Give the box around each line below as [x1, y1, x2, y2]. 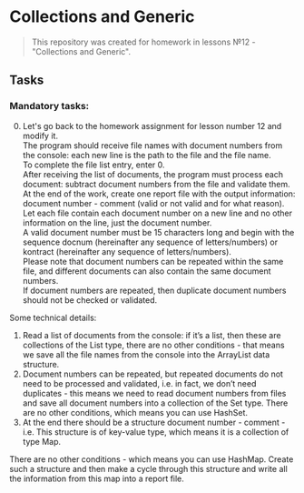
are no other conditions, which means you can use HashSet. [22, 407, 248, 418]
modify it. [22, 130, 59, 141]
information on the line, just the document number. [22, 216, 212, 228]
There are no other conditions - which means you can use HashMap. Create [9, 453, 294, 465]
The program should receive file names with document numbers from [22, 139, 283, 151]
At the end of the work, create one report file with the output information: [22, 188, 296, 199]
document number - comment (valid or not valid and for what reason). [22, 197, 285, 208]
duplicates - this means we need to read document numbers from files [22, 387, 287, 398]
